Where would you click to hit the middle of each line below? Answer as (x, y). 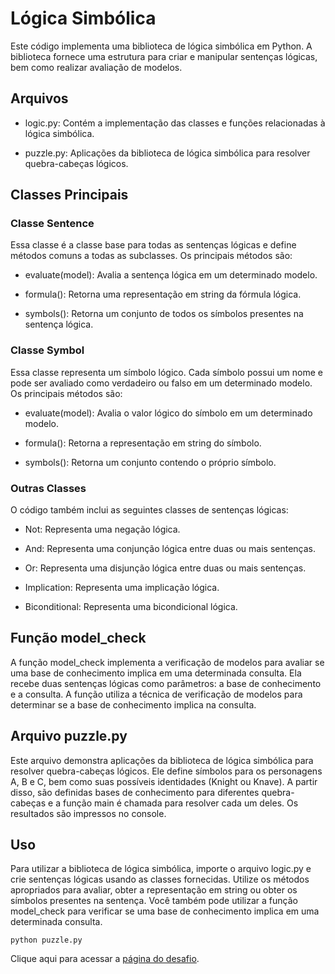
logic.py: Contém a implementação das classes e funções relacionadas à (175, 123)
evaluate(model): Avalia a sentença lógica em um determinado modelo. (171, 275)
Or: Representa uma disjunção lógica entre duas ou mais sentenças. (165, 568)
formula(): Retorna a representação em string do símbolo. (143, 443)
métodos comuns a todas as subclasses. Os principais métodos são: (151, 256)
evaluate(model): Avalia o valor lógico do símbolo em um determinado (168, 413)
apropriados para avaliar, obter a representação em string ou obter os (154, 890)
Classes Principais (69, 195)
